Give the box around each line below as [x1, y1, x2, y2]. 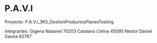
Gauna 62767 [4, 33, 32, 39]
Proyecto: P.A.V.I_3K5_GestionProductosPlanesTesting [4, 19, 114, 25]
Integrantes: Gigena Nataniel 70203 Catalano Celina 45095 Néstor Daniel [4, 28, 152, 34]
